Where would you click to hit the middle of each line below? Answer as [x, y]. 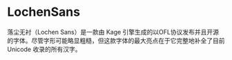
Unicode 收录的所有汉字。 [44, 49]
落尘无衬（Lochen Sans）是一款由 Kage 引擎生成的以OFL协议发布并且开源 [113, 32]
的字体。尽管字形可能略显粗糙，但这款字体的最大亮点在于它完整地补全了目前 [116, 40]
